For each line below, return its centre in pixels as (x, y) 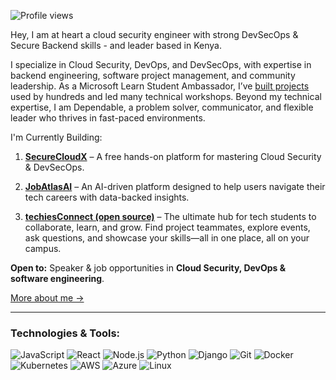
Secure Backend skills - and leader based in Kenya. (116, 45)
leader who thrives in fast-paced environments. (108, 118)
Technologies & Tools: (65, 333)
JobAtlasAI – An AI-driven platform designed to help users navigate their (175, 186)
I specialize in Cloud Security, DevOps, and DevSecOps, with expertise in (161, 64)
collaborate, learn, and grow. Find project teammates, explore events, (167, 227)
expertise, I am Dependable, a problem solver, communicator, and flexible (162, 107)
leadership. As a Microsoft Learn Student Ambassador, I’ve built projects (160, 86)
